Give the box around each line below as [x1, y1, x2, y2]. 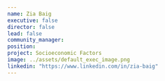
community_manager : [7, 37, 65, 44]
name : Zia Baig [7, 10, 52, 18]
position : [7, 43, 37, 50]
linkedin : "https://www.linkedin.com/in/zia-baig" [7, 63, 159, 70]
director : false [7, 23, 55, 30]
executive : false [7, 17, 58, 24]
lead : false [7, 30, 42, 37]
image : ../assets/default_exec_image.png [7, 56, 131, 63]
